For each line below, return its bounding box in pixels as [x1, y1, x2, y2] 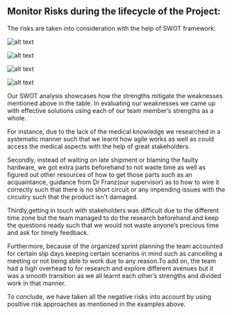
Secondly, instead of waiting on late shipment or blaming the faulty [7, 155, 199, 164]
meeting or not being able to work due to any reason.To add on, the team [7, 256, 217, 265]
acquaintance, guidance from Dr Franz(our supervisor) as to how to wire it [7, 178, 219, 186]
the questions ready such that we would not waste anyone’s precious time [7, 221, 219, 229]
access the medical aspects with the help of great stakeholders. [7, 142, 190, 151]
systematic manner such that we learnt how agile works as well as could [7, 135, 214, 143]
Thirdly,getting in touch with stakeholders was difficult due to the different [7, 206, 219, 215]
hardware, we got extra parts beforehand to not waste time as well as [7, 163, 206, 171]
